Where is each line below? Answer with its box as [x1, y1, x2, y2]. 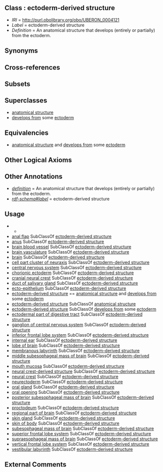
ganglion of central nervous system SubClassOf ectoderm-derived [11, 322, 146, 327]
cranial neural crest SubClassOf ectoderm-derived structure [11, 275, 133, 280]
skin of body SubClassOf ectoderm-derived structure [11, 420, 119, 426]
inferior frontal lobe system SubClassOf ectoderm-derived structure [11, 332, 149, 338]
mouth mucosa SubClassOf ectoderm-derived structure [11, 363, 124, 369]
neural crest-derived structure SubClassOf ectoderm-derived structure [11, 368, 155, 374]
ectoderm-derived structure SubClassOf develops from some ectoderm [11, 306, 157, 312]
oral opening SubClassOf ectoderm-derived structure [11, 389, 120, 395]
